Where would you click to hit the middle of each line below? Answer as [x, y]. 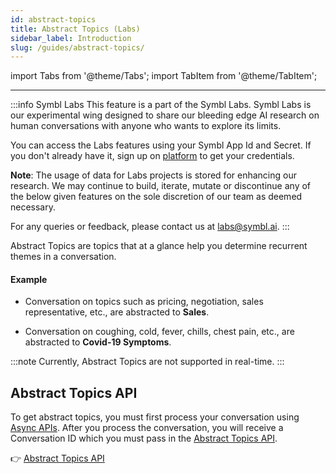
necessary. [33, 207]
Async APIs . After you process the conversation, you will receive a [147, 428]
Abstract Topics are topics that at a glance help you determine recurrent [159, 246]
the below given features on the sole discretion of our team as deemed [156, 197]
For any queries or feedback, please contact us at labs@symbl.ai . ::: [150, 227]
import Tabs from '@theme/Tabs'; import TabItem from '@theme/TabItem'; [164, 76]
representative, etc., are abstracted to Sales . [117, 312]
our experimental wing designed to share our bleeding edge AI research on [165, 115]
